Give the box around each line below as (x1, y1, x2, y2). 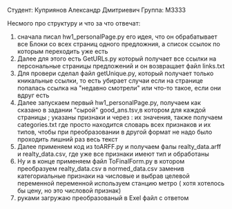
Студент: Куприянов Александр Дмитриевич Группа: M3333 (7, 6, 186, 14)
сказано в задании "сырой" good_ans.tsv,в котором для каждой (17, 106, 206, 114)
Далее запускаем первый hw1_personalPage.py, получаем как (17, 99, 202, 106)
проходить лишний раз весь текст (17, 135, 118, 143)
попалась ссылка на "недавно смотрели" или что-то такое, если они (17, 84, 222, 92)
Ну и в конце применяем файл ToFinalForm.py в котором (17, 157, 185, 165)
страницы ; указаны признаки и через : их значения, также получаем (17, 113, 223, 121)
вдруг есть (17, 91, 50, 99)
